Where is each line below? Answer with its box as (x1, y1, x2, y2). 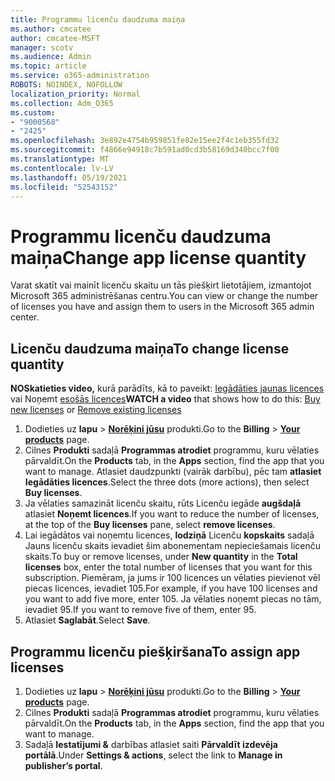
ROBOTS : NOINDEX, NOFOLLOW (10, 80, 123, 90)
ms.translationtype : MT (10, 154, 110, 164)
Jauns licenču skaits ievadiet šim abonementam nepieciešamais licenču (24, 540, 321, 552)
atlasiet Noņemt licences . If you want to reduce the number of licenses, (24, 508, 320, 520)
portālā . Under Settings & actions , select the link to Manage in (24, 749, 283, 761)
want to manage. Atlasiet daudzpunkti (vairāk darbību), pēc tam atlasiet (24, 466, 322, 478)
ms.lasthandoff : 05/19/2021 (10, 172, 128, 183)
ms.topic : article (10, 61, 87, 71)
